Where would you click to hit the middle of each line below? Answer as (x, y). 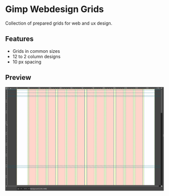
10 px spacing (27, 62)
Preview (18, 78)
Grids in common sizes (36, 51)
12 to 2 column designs (36, 56)
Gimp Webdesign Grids (55, 9)
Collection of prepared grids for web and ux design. (59, 23)
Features (19, 39)
